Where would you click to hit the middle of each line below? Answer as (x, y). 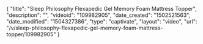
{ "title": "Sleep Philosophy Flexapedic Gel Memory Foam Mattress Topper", (102, 9)
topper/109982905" (31, 34)
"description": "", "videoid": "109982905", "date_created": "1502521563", (98, 15)
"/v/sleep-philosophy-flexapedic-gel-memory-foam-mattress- (85, 28)
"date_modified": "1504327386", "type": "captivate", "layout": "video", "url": (102, 21)
